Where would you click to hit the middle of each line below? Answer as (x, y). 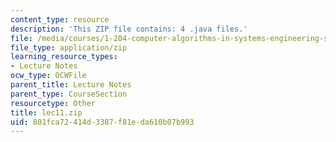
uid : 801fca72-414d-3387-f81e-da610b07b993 (102, 122)
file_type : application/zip (69, 47)
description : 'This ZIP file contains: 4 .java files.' (129, 29)
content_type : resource (60, 19)
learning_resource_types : (64, 57)
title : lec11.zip (46, 112)
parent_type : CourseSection (69, 94)
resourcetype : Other (53, 103)
